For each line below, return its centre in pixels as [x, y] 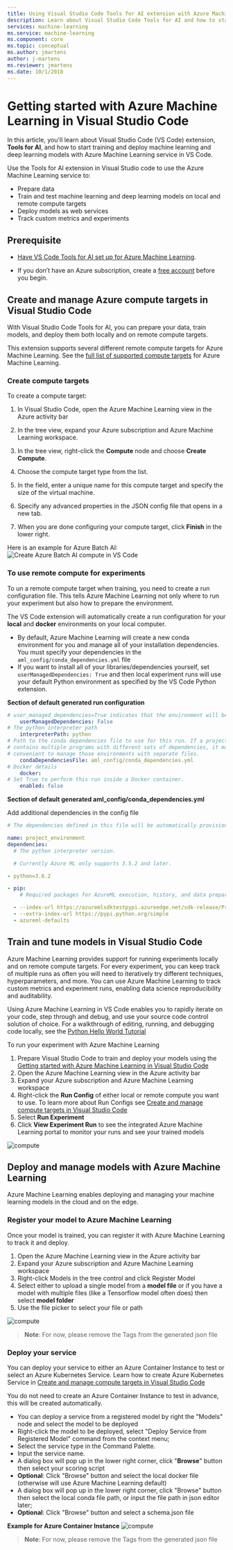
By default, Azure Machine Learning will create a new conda [103, 637]
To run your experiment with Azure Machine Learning [83, 1045]
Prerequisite [34, 240]
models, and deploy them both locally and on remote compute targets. [107, 335]
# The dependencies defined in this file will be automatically [102, 826]
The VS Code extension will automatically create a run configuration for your [116, 616]
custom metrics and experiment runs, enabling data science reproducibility [114, 988]
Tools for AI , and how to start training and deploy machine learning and [109, 147]
